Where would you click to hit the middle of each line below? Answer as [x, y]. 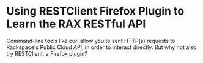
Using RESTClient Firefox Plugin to [95, 11]
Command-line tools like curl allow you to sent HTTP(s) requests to [91, 41]
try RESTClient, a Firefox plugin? [47, 53]
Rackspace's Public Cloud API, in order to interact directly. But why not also [102, 47]
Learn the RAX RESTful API [76, 24]
